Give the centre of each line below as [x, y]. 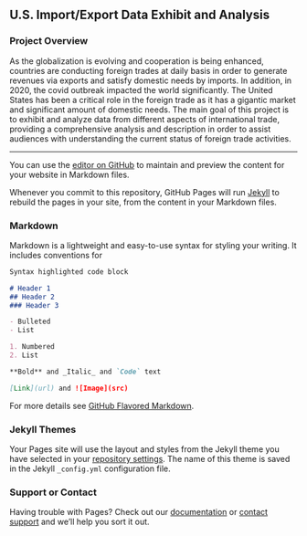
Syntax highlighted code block [69, 272]
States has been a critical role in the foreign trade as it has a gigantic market [153, 100]
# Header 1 [30, 288]
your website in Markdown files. [69, 174]
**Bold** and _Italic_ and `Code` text [85, 372]
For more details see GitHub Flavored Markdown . [102, 405]
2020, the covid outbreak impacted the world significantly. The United [141, 89]
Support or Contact [53, 492]
